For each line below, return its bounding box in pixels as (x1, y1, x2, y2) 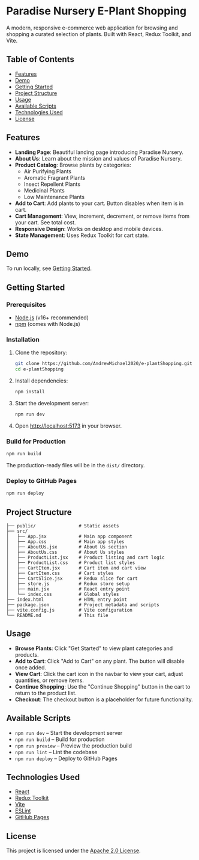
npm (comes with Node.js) (14, 321, 81, 328)
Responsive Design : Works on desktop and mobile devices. (14, 225, 163, 232)
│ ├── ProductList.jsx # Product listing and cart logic (6, 554, 165, 561)
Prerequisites (6, 300, 46, 309)
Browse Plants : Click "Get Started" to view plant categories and (14, 645, 173, 652)
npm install (14, 389, 45, 395)
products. (14, 651, 39, 658)
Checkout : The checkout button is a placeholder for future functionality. (14, 696, 194, 703)
